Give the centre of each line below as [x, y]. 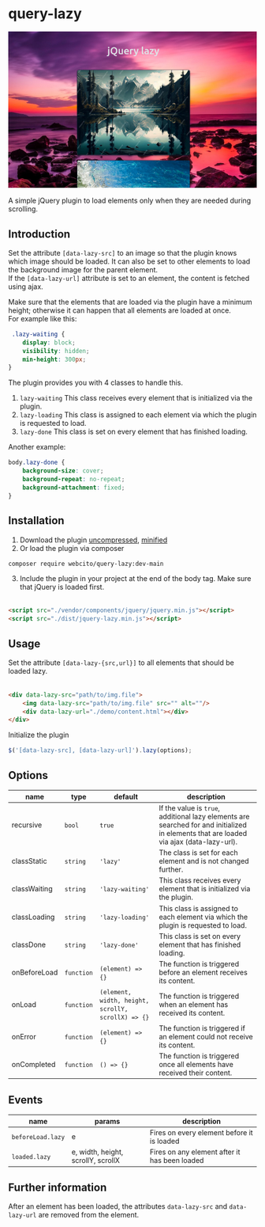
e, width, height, [97, 1152]
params [107, 1121]
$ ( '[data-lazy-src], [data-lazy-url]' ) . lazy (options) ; [100, 750]
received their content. [196, 1073]
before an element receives [203, 972]
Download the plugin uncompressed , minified [93, 540]
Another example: [37, 447]
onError [24, 1036]
